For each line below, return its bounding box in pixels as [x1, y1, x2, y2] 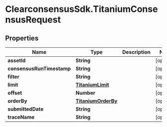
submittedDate [7, 106, 44, 113]
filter [7, 73, 20, 80]
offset [7, 90, 22, 96]
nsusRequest [5, 14, 61, 25]
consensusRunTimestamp [7, 65, 71, 72]
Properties [5, 34, 39, 42]
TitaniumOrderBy [75, 98, 118, 104]
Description [122, 49, 151, 55]
